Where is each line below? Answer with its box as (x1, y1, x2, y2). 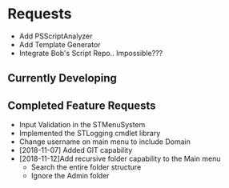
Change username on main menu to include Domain (18, 137, 191, 146)
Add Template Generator (18, 39, 101, 49)
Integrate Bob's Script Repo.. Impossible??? (18, 48, 163, 58)
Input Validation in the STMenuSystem (18, 120, 146, 130)
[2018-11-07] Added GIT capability (18, 146, 133, 155)
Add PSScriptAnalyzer (18, 31, 93, 41)
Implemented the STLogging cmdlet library (18, 129, 161, 138)
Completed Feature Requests (7, 98, 157, 112)
